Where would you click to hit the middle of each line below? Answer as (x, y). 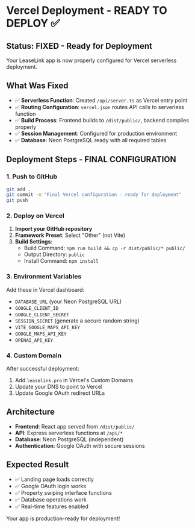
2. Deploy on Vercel (36, 216)
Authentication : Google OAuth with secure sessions (80, 445)
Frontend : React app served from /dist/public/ (75, 426)
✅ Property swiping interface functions (63, 492)
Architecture (31, 412)
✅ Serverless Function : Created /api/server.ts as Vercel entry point (101, 100)
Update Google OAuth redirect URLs (60, 393)
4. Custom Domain (34, 355)
